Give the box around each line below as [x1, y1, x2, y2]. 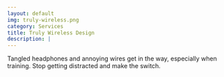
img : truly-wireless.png [7, 16, 79, 23]
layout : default [7, 10, 54, 17]
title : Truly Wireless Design [7, 29, 95, 36]
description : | [7, 36, 51, 43]
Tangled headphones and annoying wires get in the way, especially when [7, 54, 217, 63]
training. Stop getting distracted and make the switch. [7, 62, 161, 70]
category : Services [7, 23, 64, 30]
